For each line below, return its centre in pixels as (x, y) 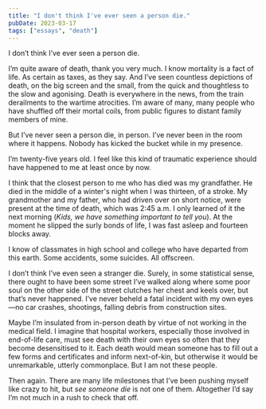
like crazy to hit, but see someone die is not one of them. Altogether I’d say (131, 389)
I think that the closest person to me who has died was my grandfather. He (131, 183)
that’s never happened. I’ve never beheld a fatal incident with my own (122, 299)
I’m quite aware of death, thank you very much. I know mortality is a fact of (131, 69)
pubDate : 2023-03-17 (43, 23)
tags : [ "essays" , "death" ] (53, 30)
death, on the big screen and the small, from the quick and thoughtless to (129, 85)
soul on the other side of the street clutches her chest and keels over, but (128, 290)
